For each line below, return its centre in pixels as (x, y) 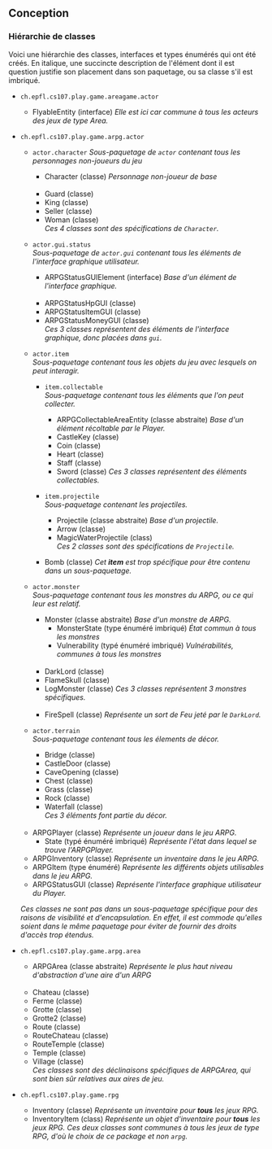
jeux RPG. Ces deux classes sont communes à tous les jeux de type (146, 1127)
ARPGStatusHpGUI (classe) (90, 303)
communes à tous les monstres (109, 653)
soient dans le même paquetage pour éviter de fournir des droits (128, 926)
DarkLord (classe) (74, 671)
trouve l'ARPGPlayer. (79, 850)
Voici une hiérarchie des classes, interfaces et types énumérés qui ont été (132, 54)
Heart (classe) (80, 454)
